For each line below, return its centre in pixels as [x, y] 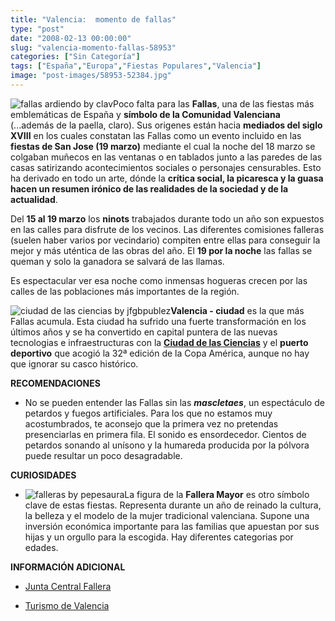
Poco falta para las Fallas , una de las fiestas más [214, 103]
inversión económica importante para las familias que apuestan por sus [172, 526]
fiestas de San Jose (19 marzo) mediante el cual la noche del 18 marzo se [163, 146]
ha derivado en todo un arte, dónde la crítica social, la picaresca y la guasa [167, 178]
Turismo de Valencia [67, 605]
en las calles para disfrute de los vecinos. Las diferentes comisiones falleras [167, 229]
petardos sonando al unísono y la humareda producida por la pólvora [167, 445]
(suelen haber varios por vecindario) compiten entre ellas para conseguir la [165, 240]
